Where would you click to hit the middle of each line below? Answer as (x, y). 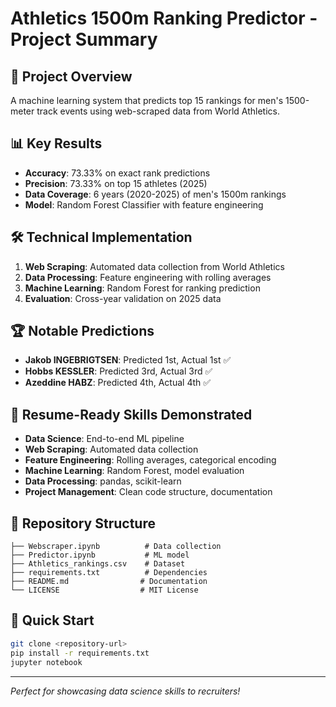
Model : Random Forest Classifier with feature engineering (144, 204)
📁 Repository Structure (83, 523)
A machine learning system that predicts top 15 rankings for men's (147, 100)
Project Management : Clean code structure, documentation (148, 492)
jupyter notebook (46, 662)
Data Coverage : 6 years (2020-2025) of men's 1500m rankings (155, 194)
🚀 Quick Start (52, 620)
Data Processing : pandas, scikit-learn (103, 481)
